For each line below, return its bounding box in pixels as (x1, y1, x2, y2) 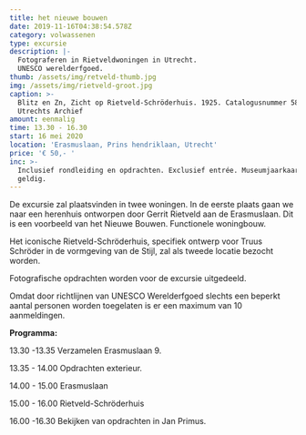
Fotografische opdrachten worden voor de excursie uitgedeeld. (9, 273, 247, 284)
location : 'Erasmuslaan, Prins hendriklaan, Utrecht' (9, 140, 219, 149)
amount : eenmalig (9, 115, 76, 124)
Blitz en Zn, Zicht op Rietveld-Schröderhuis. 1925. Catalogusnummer (17, 97, 287, 107)
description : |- (9, 47, 71, 56)
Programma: (9, 328, 57, 339)
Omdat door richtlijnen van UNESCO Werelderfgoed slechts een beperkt (9, 290, 280, 301)
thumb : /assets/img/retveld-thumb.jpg (9, 73, 157, 82)
